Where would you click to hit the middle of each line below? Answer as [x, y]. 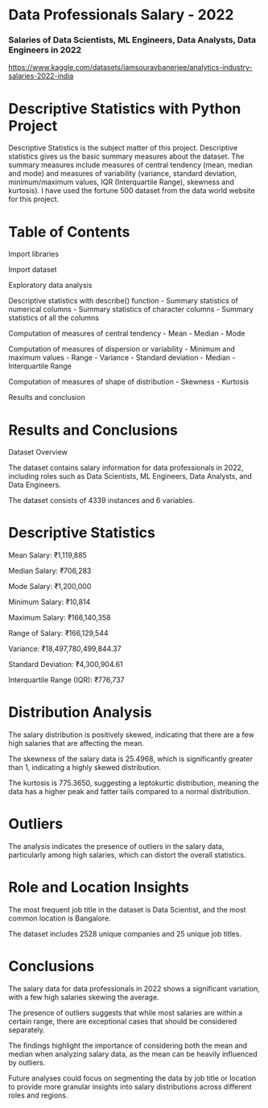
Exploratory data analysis [50, 285]
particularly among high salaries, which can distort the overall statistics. [128, 855]
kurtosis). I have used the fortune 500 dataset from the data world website [132, 191]
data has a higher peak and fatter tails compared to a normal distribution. [130, 792]
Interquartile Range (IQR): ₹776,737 [66, 680]
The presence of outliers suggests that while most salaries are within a [126, 1012]
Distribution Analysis [80, 713]
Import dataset [33, 270]
